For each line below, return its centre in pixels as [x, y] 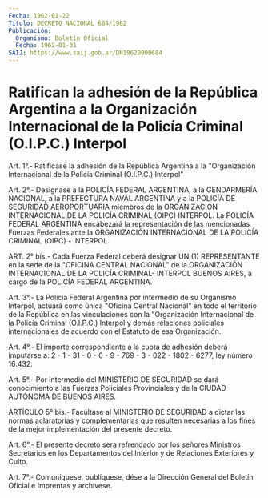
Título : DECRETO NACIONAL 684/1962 [68, 23]
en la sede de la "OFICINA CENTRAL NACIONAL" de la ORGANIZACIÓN [126, 264]
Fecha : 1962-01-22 [39, 16]
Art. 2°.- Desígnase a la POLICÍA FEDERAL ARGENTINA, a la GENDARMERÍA [133, 190]
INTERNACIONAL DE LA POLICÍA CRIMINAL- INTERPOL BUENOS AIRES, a [130, 273]
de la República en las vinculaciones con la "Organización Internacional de [131, 314]
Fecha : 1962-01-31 [46, 46]
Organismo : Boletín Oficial [62, 38]
